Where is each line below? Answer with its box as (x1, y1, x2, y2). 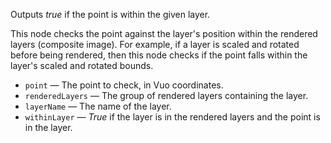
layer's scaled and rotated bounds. (10, 60, 154, 71)
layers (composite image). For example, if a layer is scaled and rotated (10, 39, 300, 50)
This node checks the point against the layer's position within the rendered (10, 28, 318, 39)
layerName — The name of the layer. (24, 100, 172, 112)
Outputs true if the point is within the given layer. (10, 9, 211, 20)
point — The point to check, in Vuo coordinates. (24, 79, 224, 91)
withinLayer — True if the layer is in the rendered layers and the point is (24, 111, 321, 123)
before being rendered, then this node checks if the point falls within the (10, 49, 308, 61)
